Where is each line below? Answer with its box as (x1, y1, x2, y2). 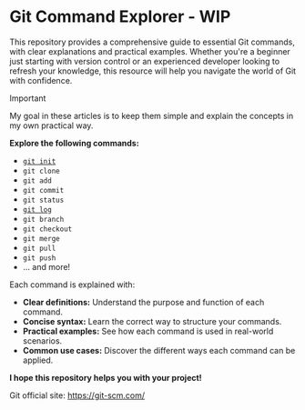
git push (22, 253, 56, 263)
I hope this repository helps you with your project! (9, 372, 202, 383)
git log (22, 205, 52, 215)
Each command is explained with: (9, 279, 136, 290)
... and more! (22, 261, 71, 272)
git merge (22, 234, 61, 243)
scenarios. (22, 335, 63, 346)
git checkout (22, 225, 73, 234)
